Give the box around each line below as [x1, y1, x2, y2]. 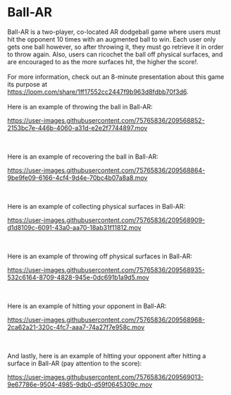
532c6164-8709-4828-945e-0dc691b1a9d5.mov [7, 273, 149, 281]
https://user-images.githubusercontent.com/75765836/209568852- [7, 116, 206, 124]
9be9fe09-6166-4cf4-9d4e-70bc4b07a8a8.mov [7, 174, 148, 182]
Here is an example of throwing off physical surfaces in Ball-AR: [7, 252, 192, 260]
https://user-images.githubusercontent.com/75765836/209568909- [7, 216, 206, 224]
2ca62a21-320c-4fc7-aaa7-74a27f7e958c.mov [7, 322, 145, 332]
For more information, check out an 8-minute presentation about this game [7, 72, 225, 81]
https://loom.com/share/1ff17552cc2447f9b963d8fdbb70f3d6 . [7, 87, 189, 96]
